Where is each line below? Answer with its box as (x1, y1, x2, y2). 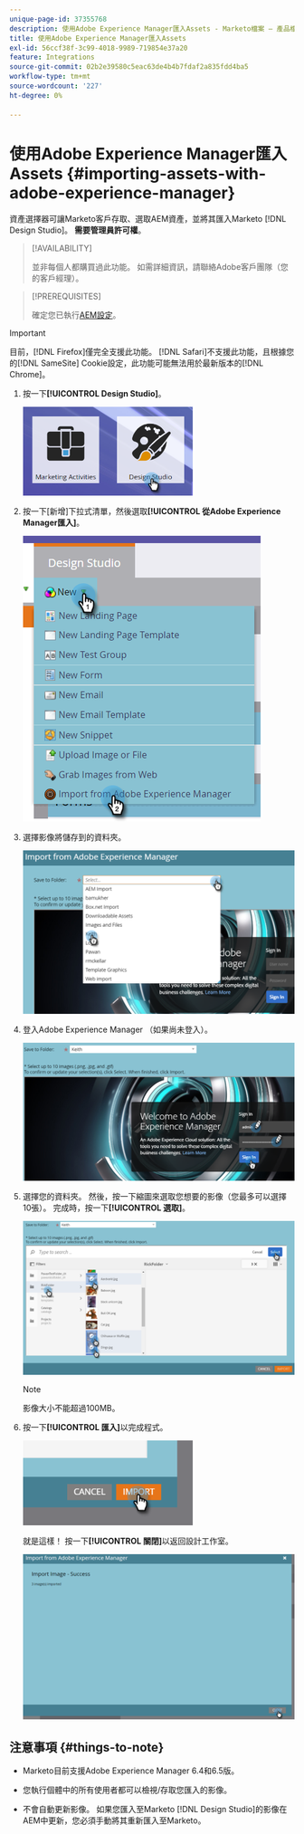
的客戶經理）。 (31, 272, 84, 284)
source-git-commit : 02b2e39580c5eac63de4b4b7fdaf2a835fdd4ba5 (9, 62, 249, 72)
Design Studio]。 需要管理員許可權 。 (9, 224, 147, 235)
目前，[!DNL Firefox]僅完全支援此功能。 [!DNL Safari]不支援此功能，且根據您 (9, 347, 295, 358)
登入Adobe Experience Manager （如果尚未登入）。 (22, 1024, 213, 1035)
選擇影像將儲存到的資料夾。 (22, 832, 127, 843)
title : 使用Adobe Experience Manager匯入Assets (9, 33, 187, 43)
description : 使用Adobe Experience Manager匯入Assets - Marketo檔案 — (9, 24, 273, 33)
